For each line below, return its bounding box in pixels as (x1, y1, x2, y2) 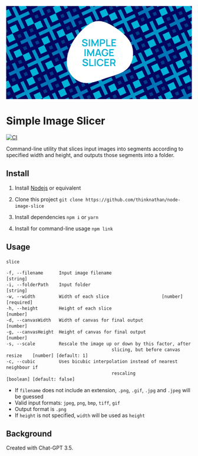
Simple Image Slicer (6, 115, 105, 128)
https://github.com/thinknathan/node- (85, 197, 181, 203)
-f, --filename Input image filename (6, 270, 112, 276)
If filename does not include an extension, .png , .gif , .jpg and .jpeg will (14, 386, 190, 393)
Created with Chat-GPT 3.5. (6, 444, 74, 451)
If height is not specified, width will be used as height (14, 412, 146, 419)
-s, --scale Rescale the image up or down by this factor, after (6, 341, 192, 347)
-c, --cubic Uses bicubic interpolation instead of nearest (6, 359, 178, 364)
